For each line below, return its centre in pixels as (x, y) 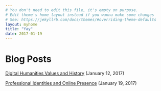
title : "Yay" (19, 29)
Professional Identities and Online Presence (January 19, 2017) (71, 83)
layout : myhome (21, 24)
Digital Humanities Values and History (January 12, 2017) (65, 73)
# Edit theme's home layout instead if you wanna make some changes (80, 15)
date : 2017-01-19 (24, 34)
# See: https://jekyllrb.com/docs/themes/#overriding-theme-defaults (81, 19)
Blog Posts (29, 59)
